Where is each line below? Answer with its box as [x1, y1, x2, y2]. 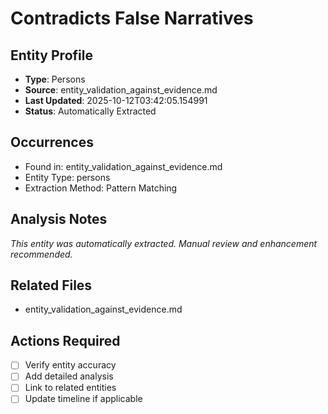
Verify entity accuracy [24, 359, 117, 371]
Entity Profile [10, 47, 93, 64]
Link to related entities [24, 382, 117, 394]
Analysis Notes [10, 211, 108, 228]
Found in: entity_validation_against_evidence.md [24, 160, 223, 172]
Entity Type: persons [24, 171, 111, 183]
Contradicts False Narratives [10, 7, 254, 30]
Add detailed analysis [24, 370, 114, 382]
